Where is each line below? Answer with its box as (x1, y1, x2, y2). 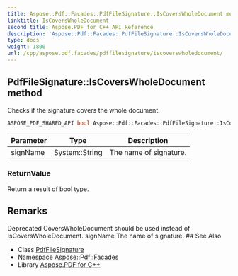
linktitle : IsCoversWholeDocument (7, 17, 110, 24)
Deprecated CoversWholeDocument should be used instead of (7, 224, 191, 232)
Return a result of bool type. (7, 185, 89, 193)
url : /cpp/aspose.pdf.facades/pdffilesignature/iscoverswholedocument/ (7, 50, 223, 57)
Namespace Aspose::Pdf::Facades (17, 253, 119, 261)
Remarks (7, 205, 48, 217)
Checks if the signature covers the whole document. (7, 105, 161, 114)
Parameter (11, 135, 47, 145)
